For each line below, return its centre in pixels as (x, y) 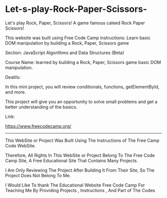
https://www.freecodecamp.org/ (38, 126)
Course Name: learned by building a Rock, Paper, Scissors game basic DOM (83, 62)
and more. (16, 92)
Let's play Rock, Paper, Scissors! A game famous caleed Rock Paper (75, 23)
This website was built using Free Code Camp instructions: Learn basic (78, 38)
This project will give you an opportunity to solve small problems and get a (81, 101)
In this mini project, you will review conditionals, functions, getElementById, (82, 87)
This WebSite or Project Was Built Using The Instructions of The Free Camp (82, 140)
